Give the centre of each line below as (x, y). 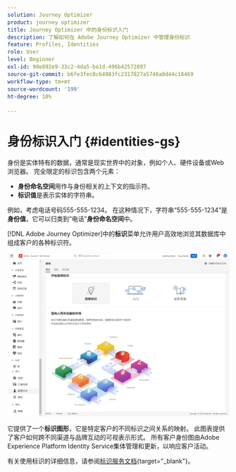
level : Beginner (31, 60)
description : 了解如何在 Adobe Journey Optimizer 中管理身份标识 (99, 37)
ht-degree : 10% (30, 96)
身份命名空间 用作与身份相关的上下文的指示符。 (85, 186)
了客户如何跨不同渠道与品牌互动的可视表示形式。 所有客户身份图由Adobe (113, 437)
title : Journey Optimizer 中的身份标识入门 (68, 30)
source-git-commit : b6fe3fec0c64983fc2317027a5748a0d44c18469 (100, 74)
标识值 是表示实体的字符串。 (58, 195)
